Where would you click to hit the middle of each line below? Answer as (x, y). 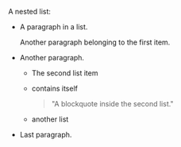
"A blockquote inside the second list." (112, 104)
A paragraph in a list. (54, 27)
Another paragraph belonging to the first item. (95, 42)
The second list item (65, 73)
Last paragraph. (46, 135)
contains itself (54, 88)
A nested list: (30, 12)
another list (50, 119)
